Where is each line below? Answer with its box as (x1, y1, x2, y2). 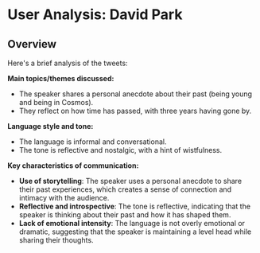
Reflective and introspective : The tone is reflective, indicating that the (18, 201, 251, 211)
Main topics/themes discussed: (7, 74, 114, 83)
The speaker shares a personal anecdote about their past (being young (18, 89, 252, 99)
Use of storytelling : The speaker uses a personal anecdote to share (18, 177, 243, 185)
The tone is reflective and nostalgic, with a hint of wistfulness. (18, 146, 223, 154)
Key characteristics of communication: (7, 161, 139, 170)
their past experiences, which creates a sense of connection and (18, 185, 232, 194)
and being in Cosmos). (18, 98, 94, 107)
